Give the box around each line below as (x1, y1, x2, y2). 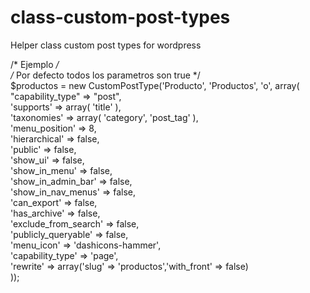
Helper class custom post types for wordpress (10, 39, 202, 51)
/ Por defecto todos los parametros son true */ (10, 69, 201, 81)
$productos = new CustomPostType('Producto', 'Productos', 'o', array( (10, 79, 300, 91)
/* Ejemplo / (10, 58, 60, 70)
